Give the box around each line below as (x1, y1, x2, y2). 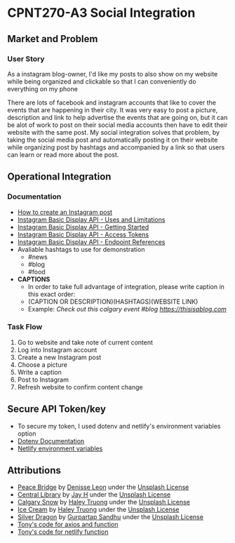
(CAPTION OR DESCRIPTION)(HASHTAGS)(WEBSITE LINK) (27, 297, 199, 306)
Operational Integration (7, 170, 112, 183)
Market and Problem (7, 33, 98, 45)
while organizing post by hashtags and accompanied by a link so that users (7, 142, 225, 152)
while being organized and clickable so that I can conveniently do (7, 77, 196, 86)
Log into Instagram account (17, 345, 98, 354)
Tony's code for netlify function (17, 528, 109, 536)
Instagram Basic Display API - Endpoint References (17, 237, 166, 246)
